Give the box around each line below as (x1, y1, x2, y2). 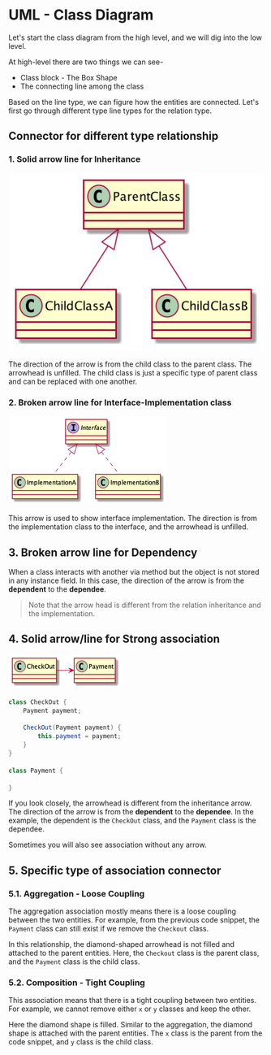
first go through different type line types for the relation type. (8, 106, 213, 115)
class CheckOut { (8, 697, 67, 706)
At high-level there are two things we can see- (8, 57, 164, 67)
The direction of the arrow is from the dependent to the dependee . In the (8, 807, 254, 817)
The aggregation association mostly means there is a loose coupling (8, 906, 237, 916)
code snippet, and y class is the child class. (8, 1037, 154, 1047)
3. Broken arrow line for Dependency (8, 545, 198, 559)
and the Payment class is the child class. (8, 957, 140, 966)
